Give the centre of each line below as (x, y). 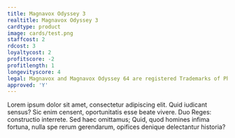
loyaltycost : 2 (29, 53)
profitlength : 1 (31, 66)
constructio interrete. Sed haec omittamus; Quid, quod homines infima (108, 120)
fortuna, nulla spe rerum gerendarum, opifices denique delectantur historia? (116, 127)
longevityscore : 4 (34, 72)
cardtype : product (34, 26)
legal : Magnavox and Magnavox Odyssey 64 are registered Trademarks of (114, 78)
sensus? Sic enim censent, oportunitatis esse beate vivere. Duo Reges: (109, 112)
